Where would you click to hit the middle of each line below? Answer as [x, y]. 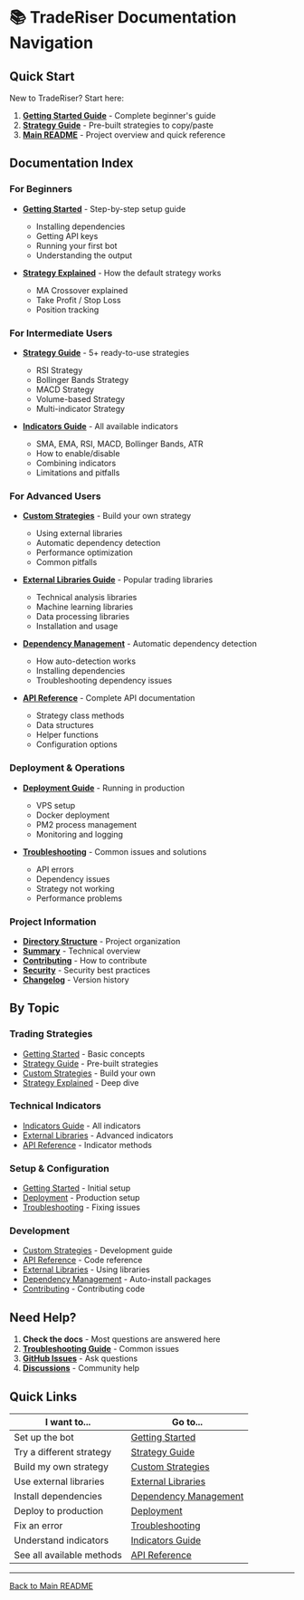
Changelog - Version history [76, 980]
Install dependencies [58, 1497]
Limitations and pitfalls [78, 473]
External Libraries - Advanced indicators [98, 1135]
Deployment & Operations [67, 768]
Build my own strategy [61, 1467]
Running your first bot [76, 245]
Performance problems [79, 898]
